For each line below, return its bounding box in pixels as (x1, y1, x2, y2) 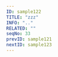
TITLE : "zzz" (6, 14, 39, 20)
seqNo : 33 (6, 31, 31, 37)
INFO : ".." (6, 20, 33, 26)
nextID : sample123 (6, 42, 52, 48)
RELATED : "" (6, 25, 36, 31)
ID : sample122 (6, 8, 42, 15)
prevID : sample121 (6, 36, 52, 42)
